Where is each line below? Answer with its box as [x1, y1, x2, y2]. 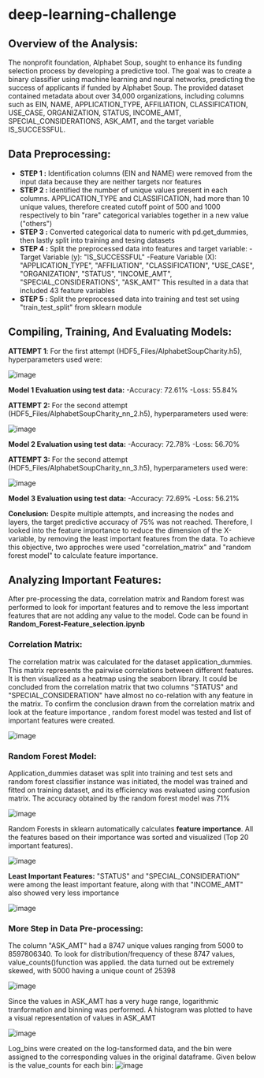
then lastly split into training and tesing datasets [19, 235, 175, 245]
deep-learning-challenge [8, 6, 177, 24]
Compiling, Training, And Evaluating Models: [8, 325, 232, 339]
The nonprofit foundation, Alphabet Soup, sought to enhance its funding [8, 58, 243, 67]
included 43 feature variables [19, 285, 116, 295]
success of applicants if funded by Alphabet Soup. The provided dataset [8, 83, 244, 92]
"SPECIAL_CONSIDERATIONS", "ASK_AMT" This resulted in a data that [19, 277, 249, 287]
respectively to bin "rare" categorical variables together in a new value [19, 210, 249, 220]
